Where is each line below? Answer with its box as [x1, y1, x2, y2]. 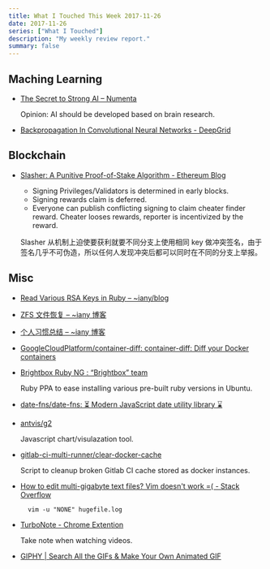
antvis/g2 [19, 418, 53, 428]
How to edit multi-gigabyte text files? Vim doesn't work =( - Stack [19, 481, 240, 491]
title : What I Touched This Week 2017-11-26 [8, 11, 161, 20]
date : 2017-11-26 [8, 19, 67, 28]
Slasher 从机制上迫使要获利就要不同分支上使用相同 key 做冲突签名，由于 [19, 237, 263, 247]
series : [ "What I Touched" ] [8, 27, 104, 35]
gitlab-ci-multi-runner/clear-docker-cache [19, 450, 162, 459]
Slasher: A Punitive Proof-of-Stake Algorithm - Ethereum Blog [19, 170, 226, 179]
